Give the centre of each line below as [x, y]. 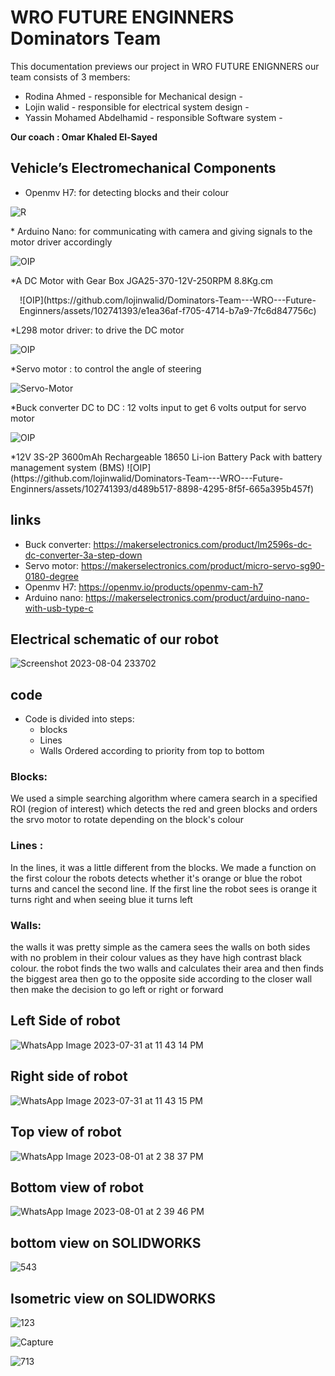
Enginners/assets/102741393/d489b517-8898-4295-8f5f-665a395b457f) [162, 488]
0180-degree [51, 576]
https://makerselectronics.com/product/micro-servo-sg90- [203, 565]
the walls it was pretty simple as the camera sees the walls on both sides [160, 947]
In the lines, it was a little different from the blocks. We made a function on [163, 867]
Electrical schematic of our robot [114, 639]
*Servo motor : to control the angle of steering [106, 368]
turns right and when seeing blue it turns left [101, 899]
